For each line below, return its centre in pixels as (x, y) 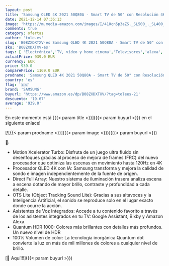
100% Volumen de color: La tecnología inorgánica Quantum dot (78, 238)
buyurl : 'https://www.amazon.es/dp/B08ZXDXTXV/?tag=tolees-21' (73, 94)
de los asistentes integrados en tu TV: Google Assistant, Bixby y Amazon (88, 216)
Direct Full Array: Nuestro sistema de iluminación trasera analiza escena (87, 179)
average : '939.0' (23, 104)
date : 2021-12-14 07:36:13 (33, 19)
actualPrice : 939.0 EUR (30, 57)
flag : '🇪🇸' (18, 84)
